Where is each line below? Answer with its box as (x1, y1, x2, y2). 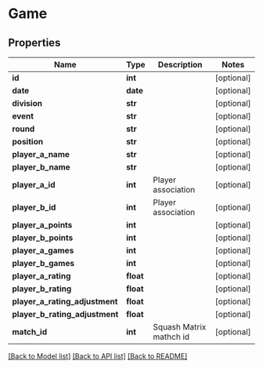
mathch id (153, 331, 190, 342)
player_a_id (12, 180, 56, 190)
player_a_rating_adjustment (12, 296, 118, 307)
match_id (12, 326, 48, 337)
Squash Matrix (153, 322, 207, 332)
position (12, 137, 44, 147)
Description (157, 60, 203, 70)
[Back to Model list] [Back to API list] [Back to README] (8, 352, 188, 361)
